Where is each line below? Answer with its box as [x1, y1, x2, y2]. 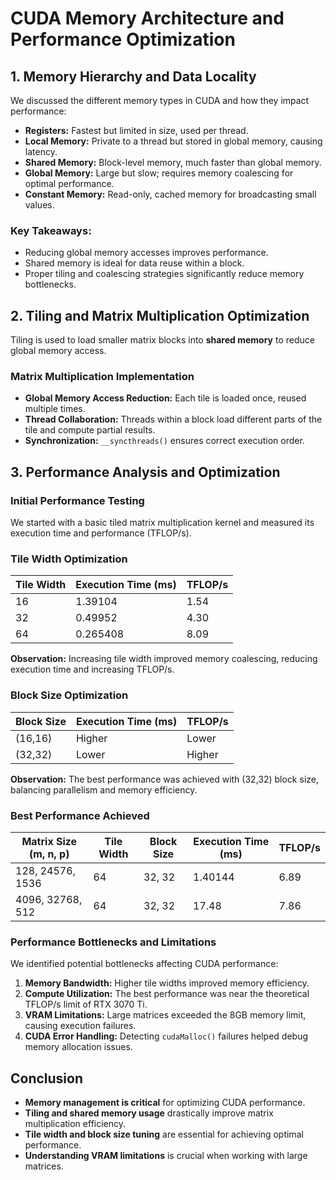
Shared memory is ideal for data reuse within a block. [24, 257, 245, 269]
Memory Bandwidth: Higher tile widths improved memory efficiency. [24, 977, 310, 989]
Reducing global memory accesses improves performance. [24, 247, 269, 259]
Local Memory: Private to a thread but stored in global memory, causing [24, 135, 323, 147]
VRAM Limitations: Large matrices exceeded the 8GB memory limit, [24, 1009, 307, 1021]
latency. [24, 146, 58, 157]
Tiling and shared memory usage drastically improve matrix [24, 1107, 274, 1119]
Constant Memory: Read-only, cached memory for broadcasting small [24, 188, 317, 200]
